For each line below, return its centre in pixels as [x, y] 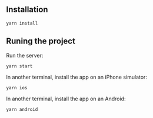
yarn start [19, 66]
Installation [27, 10]
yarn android [22, 109]
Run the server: [25, 55]
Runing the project [41, 41]
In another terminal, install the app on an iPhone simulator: [76, 77]
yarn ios [17, 87]
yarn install [22, 23]
